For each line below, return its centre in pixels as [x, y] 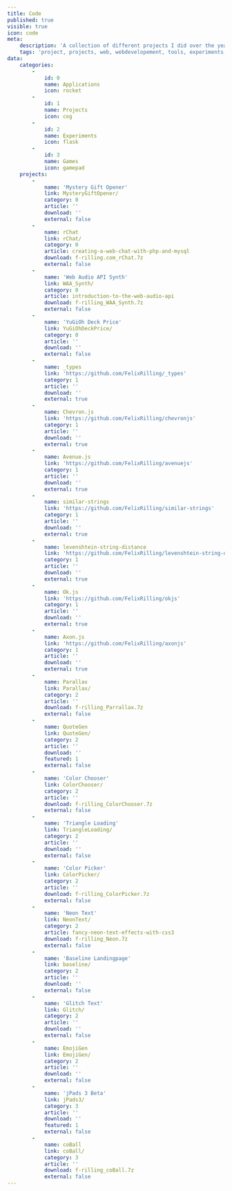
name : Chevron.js [69, 412]
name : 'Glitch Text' [74, 1003]
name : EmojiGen [66, 1048]
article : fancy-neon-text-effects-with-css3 [109, 932]
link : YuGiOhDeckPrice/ [78, 328]
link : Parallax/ [67, 688]
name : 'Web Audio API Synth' [86, 277]
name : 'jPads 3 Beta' [75, 1093]
